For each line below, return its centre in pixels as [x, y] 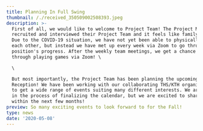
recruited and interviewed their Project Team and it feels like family [105, 35]
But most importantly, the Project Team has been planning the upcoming [105, 79]
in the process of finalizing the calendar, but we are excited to [98, 96]
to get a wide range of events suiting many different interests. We [101, 90]
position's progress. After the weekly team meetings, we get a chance [104, 52]
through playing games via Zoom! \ [56, 57]
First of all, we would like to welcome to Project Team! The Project [102, 29]
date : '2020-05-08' [31, 118]
